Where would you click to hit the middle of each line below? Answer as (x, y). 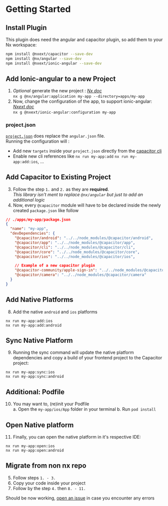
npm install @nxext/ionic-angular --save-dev (54, 63)
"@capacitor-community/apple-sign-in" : (56, 270)
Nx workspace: (21, 45)
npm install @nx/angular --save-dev (44, 58)
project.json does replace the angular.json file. (55, 136)
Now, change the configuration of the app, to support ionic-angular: (83, 101)
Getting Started (38, 9)
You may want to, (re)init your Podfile (51, 404)
